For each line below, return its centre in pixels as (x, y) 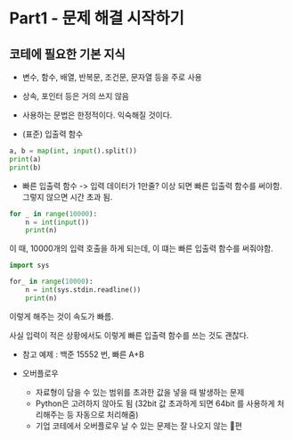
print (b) (25, 167)
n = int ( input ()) (57, 222)
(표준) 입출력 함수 (53, 134)
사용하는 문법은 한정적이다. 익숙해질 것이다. (97, 115)
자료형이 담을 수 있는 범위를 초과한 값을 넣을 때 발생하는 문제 (140, 392)
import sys (29, 266)
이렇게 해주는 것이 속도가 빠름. (61, 316)
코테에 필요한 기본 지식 (68, 54)
